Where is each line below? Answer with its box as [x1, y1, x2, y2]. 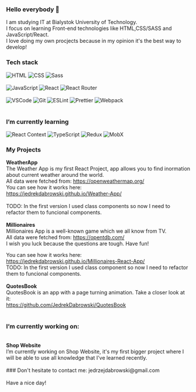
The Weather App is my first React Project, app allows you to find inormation [6, 165, 191, 172]
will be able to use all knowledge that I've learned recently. [6, 354, 147, 361]
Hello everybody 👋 [6, 5, 60, 14]
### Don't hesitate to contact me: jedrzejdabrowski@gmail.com [6, 367, 160, 374]
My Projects [6, 145, 41, 153]
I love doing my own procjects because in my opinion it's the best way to [6, 38, 181, 45]
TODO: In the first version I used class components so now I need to [6, 203, 171, 210]
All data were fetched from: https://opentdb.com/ [6, 234, 125, 241]
